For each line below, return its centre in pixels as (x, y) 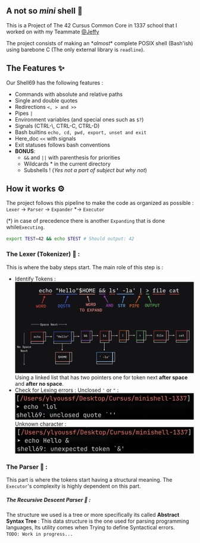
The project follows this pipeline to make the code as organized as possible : (100, 203)
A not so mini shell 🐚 (44, 11)
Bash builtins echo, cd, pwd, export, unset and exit (81, 132)
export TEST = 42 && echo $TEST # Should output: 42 (70, 239)
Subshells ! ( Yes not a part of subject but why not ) (85, 170)
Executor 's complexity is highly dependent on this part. (74, 486)
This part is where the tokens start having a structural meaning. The (89, 480)
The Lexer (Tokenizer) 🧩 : (43, 254)
